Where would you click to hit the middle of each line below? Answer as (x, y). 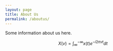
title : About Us (22, 14)
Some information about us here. (38, 33)
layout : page (19, 10)
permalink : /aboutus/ (27, 19)
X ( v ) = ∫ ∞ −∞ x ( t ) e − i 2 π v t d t (83, 44)
